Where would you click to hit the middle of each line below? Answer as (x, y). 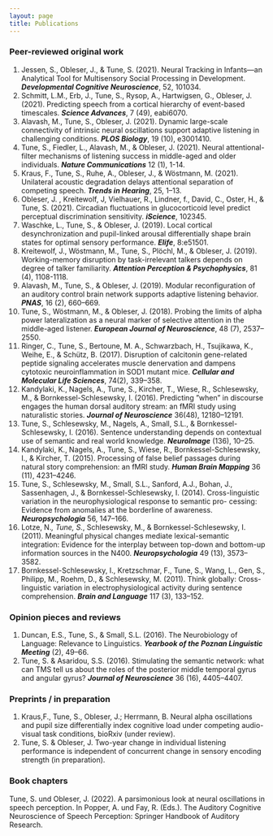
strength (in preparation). (63, 760)
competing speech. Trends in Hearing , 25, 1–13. (101, 190)
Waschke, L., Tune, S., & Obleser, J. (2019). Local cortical (117, 225)
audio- (253, 726)
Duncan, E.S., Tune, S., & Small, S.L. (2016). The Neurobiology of (129, 635)
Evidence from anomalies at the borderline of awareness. (117, 509)
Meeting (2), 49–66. (55, 652)
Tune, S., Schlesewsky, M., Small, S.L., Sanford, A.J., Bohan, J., (127, 483)
